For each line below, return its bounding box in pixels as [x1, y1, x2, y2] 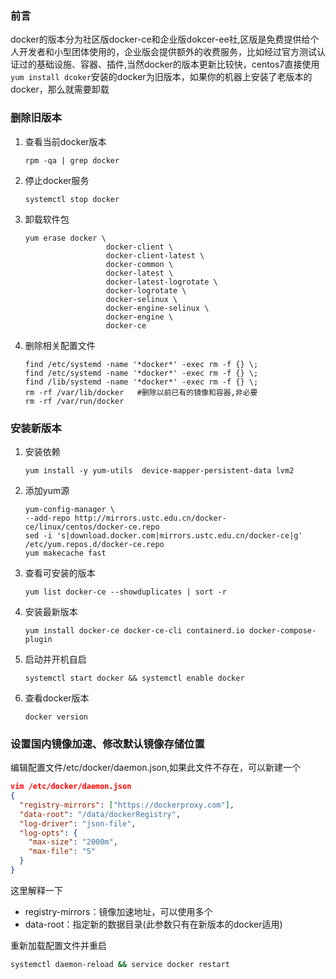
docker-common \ [105, 259, 174, 269]
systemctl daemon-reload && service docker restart [10, 959, 230, 969]
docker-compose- [248, 625, 317, 636]
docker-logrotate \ [105, 285, 187, 296]
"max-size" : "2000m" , [28, 837, 118, 847]
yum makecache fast [24, 548, 107, 558]
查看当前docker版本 [24, 135, 107, 147]
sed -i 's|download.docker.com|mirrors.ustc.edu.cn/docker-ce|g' [24, 530, 303, 541]
